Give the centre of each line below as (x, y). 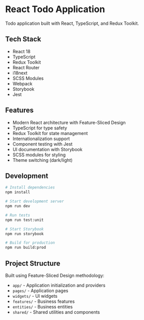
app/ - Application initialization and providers (59, 285)
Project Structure (33, 263)
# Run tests (18, 215)
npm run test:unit (24, 220)
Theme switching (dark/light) (43, 160)
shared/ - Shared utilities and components (56, 312)
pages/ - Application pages (40, 290)
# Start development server (35, 201)
